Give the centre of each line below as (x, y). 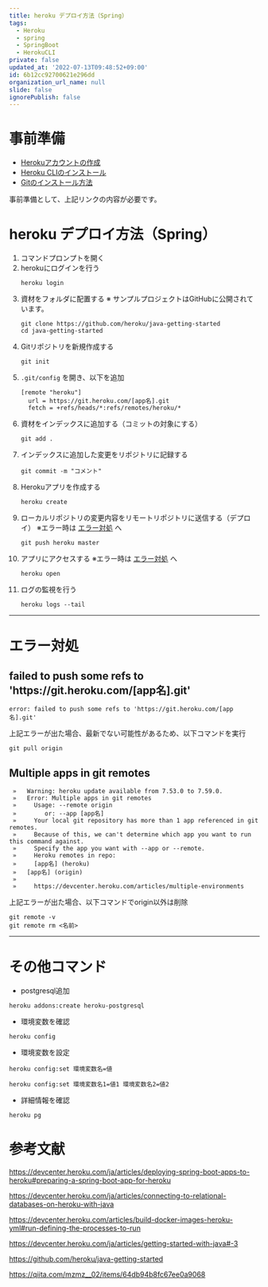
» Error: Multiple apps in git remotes (82, 798)
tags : (18, 23)
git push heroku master (60, 543)
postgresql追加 (45, 990)
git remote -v (33, 917)
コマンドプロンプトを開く (62, 258)
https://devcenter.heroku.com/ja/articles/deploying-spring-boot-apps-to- (129, 1172)
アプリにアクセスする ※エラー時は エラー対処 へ (99, 559)
